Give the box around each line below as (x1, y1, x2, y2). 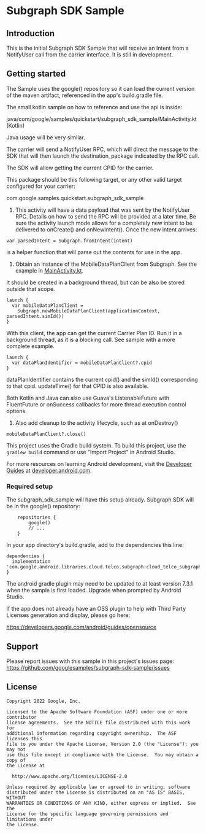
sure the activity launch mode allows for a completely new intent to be (15, 219, 193, 227)
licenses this (6, 735, 43, 742)
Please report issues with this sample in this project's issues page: (6, 657, 175, 665)
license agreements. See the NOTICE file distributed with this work (6, 719, 191, 726)
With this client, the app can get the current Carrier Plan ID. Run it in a (6, 329, 182, 336)
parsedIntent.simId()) (6, 313, 64, 319)
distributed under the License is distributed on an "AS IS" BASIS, (6, 789, 185, 796)
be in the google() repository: (6, 503, 81, 510)
